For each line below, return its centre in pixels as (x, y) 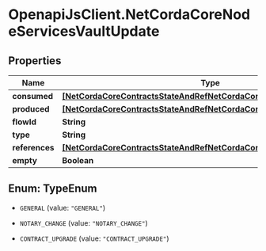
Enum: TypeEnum (53, 189)
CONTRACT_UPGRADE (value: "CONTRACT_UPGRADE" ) (94, 238)
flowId (25, 122)
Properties (35, 61)
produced (31, 109)
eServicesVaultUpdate (84, 31)
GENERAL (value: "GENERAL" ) (62, 207)
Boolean (78, 160)
